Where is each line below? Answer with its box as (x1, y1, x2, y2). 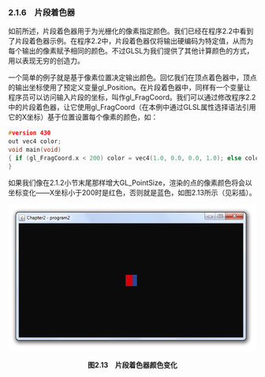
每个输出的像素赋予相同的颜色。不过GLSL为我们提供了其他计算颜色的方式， (8, 46, 254, 56)
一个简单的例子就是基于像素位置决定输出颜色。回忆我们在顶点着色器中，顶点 (8, 73, 257, 82)
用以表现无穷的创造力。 (8, 56, 84, 66)
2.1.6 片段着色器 (8, 6, 76, 17)
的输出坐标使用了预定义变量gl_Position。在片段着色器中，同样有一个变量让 (8, 83, 251, 92)
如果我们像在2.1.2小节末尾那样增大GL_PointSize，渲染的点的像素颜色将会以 (8, 178, 252, 187)
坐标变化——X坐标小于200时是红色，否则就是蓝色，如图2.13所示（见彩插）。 (8, 187, 256, 197)
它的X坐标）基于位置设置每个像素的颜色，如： (8, 112, 159, 122)
